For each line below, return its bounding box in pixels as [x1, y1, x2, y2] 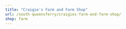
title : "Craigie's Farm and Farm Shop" [5, 7, 88, 12]
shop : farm [5, 16, 28, 21]
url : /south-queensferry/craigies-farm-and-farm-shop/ [5, 12, 122, 17]
